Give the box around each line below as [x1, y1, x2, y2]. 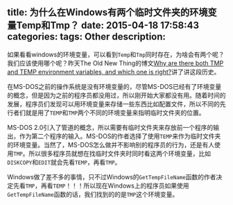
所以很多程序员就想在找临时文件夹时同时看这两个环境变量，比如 [28, 149, 212, 158]
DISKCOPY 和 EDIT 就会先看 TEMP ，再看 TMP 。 [7, 158, 121, 166]
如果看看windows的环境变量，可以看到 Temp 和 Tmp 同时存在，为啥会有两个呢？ [7, 50, 225, 58]
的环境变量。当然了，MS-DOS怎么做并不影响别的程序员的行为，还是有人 [7, 140, 215, 149]
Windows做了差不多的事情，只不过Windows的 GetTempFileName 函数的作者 [7, 172, 216, 181]
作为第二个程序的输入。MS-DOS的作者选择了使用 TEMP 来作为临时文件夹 [19, 131, 221, 140]
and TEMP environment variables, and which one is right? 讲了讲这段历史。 [7, 67, 221, 76]
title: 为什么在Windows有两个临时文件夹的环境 [7, 6, 208, 19]
